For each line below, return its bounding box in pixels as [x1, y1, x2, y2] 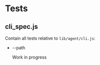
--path [12, 45, 26, 50]
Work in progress [12, 54, 47, 60]
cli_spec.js [5, 22, 38, 31]
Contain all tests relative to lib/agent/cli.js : [5, 35, 96, 41]
